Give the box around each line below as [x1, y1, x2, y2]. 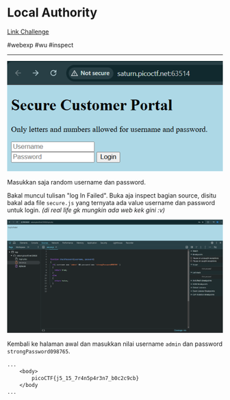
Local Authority [7, 5, 98, 21]
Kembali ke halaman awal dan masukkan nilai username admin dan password [7, 340, 223, 348]
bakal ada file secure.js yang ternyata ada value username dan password [7, 199, 216, 207]
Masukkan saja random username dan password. [7, 178, 146, 187]
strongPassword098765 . [7, 346, 71, 355]
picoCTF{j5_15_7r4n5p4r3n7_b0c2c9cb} [31, 375, 139, 381]
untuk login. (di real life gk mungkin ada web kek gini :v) [7, 206, 166, 214]
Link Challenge [7, 27, 49, 36]
